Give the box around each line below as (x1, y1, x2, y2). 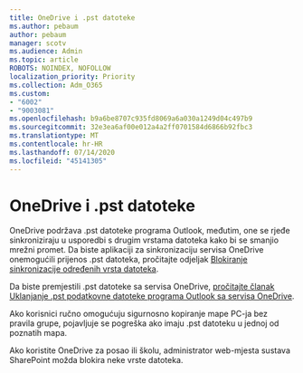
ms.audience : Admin (9, 47, 83, 56)
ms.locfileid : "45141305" (9, 156, 107, 166)
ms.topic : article (9, 55, 79, 64)
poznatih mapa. (9, 328, 68, 339)
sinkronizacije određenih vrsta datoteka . (9, 263, 159, 274)
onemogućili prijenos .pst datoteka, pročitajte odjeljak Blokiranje (9, 254, 248, 265)
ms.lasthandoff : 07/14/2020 (9, 148, 116, 157)
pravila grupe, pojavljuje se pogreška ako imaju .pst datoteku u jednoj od (9, 318, 279, 329)
